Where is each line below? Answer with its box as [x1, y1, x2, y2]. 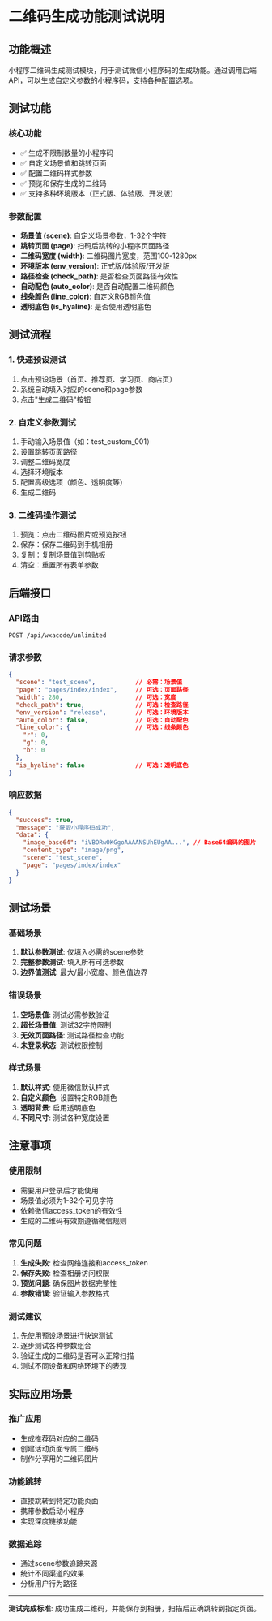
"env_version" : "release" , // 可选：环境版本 [15, 708, 189, 717]
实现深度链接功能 [19, 1516, 78, 1526]
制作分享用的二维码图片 [19, 1454, 99, 1464]
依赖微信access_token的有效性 [19, 1205, 123, 1215]
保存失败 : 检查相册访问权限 [19, 1268, 110, 1278]
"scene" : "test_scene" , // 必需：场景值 [15, 679, 183, 687]
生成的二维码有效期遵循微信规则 [19, 1215, 127, 1226]
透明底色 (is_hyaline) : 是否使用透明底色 [19, 301, 151, 311]
